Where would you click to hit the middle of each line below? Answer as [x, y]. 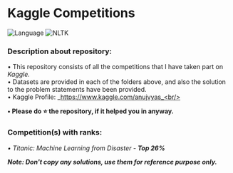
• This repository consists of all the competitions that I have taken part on [115, 67]
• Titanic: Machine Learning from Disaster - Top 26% [86, 148]
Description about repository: [60, 51]
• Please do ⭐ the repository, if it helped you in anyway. [91, 111]
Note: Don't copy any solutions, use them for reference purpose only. [112, 162]
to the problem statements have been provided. [77, 90]
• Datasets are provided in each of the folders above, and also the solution [117, 82]
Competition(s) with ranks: [55, 132]
